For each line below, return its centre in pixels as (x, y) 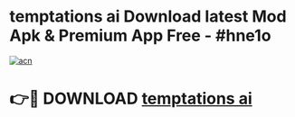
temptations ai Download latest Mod (148, 17)
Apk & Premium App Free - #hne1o (140, 36)
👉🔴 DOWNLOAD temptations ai (131, 99)
